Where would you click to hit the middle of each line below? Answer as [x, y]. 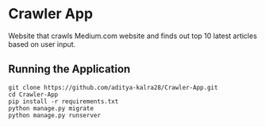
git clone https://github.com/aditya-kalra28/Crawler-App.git [113, 87]
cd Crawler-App [33, 94]
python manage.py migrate [51, 108]
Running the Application [69, 69]
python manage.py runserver [55, 115]
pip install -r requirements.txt [63, 101]
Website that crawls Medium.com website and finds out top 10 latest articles [133, 36]
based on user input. [42, 44]
